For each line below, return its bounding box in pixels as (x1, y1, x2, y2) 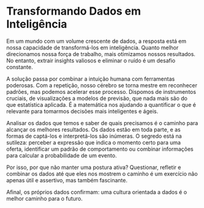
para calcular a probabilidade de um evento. (6, 151, 117, 159)
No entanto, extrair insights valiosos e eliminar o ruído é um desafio (6, 57, 175, 64)
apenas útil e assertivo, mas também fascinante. (6, 176, 128, 184)
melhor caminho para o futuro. (6, 195, 83, 202)
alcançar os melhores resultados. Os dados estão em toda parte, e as (6, 126, 181, 133)
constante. (6, 63, 33, 71)
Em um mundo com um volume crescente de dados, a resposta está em (6, 37, 187, 45)
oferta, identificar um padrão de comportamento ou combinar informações (6, 145, 194, 152)
